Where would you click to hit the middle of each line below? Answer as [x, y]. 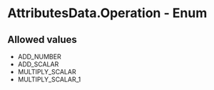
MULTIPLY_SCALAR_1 [49, 79]
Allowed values [42, 40]
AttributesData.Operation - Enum [107, 13]
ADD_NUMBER [40, 56]
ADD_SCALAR [38, 64]
